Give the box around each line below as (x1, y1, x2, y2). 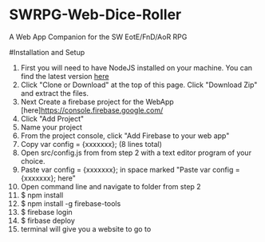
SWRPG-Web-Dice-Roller (9, 6, 182, 24)
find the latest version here (20, 71, 109, 81)
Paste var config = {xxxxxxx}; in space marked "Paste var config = (20, 165, 240, 174)
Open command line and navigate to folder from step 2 (20, 181, 202, 191)
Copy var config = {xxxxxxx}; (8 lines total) (20, 139, 163, 149)
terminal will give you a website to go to (20, 224, 152, 233)
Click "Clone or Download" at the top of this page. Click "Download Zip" (20, 80, 258, 89)
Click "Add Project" (20, 113, 85, 123)
